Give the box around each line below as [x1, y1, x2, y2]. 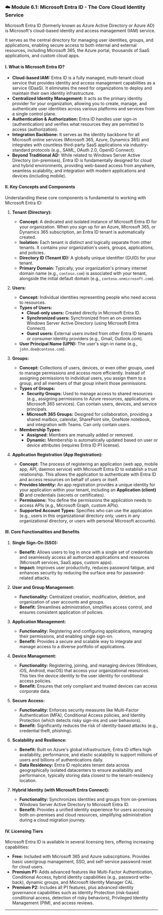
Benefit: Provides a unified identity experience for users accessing [19, 807, 154, 812]
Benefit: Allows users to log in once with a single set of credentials [19, 549, 153, 555]
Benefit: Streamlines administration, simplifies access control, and [19, 604, 152, 610]
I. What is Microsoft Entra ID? [5, 64, 65, 69]
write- [139, 874, 152, 880]
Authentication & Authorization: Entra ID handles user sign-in [12, 116, 137, 122]
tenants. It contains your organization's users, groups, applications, [19, 244, 154, 250]
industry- [130, 142, 149, 148]
